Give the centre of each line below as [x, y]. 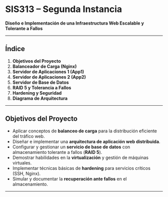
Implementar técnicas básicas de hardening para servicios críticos [81, 168]
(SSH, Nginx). [26, 173]
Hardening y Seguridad [37, 93]
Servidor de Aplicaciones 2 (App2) [49, 77]
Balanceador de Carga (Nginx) [44, 66]
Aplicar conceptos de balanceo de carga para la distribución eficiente [85, 131]
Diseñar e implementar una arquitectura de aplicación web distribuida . [86, 141]
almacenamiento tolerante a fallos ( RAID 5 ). [57, 152]
